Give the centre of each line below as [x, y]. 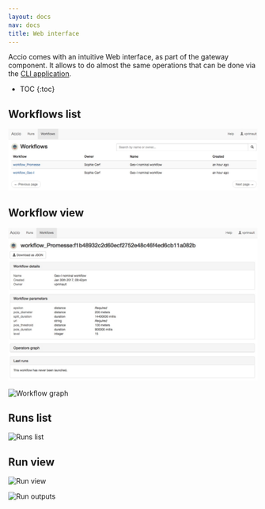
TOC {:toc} [37, 89]
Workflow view [46, 213]
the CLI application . [40, 74]
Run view [32, 462]
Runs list [30, 418]
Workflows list [45, 114]
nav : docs [25, 25]
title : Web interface [44, 33]
